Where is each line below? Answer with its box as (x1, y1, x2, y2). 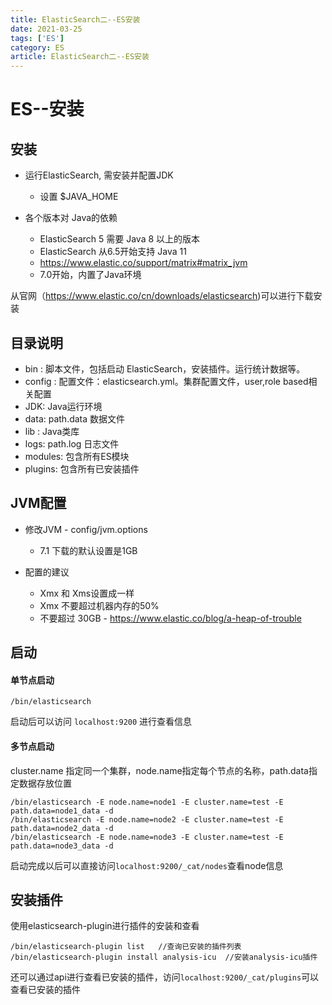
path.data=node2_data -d (10, 823, 114, 833)
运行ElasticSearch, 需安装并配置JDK (24, 169, 174, 181)
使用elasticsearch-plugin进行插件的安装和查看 (10, 920, 200, 932)
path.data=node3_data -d (10, 841, 114, 851)
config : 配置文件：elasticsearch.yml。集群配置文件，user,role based (24, 375, 309, 387)
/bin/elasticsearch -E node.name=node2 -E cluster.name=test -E (10, 814, 284, 825)
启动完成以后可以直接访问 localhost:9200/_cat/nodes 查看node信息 (10, 859, 284, 871)
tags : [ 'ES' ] (10, 33, 65, 43)
